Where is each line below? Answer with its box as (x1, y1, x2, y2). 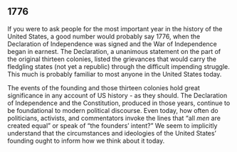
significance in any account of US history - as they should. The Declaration (7, 91, 228, 99)
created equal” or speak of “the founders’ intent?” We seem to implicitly (7, 121, 218, 130)
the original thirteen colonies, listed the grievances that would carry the (7, 55, 217, 63)
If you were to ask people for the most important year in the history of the (7, 24, 223, 33)
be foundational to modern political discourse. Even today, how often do (7, 106, 218, 114)
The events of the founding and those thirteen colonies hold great (7, 83, 201, 92)
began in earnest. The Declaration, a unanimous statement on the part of (7, 47, 221, 55)
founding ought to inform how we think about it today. (7, 136, 165, 145)
